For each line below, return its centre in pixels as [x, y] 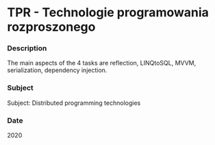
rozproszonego [51, 27]
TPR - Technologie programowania [108, 13]
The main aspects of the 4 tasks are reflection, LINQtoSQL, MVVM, [102, 63]
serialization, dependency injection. [57, 70]
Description [27, 48]
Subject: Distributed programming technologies [74, 103]
